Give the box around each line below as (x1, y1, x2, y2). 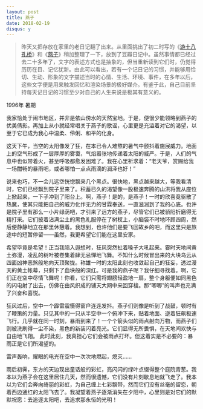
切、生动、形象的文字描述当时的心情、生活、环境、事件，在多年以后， (21, 73, 196, 81)
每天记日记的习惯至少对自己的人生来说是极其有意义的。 (26, 88, 164, 96)
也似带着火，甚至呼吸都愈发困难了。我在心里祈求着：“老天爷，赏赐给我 (16, 158, 195, 165)
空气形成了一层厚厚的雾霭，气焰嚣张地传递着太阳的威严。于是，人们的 (16, 150, 192, 158)
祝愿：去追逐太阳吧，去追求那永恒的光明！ (11, 396, 118, 404)
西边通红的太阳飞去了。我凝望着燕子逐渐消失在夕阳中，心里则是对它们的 (11, 388, 192, 396)
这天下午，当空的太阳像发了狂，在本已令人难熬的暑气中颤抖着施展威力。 (6, 142, 186, 150)
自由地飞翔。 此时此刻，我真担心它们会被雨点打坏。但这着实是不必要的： (6, 333, 188, 340)
